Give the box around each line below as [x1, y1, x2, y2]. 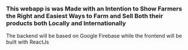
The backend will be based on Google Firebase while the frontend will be [6, 33, 183, 40]
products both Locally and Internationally [6, 19, 127, 27]
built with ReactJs [6, 38, 49, 45]
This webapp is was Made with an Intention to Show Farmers [6, 5, 183, 13]
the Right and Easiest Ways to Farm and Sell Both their [6, 12, 163, 20]
